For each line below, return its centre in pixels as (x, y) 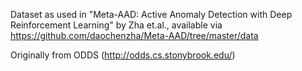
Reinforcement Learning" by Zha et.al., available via (116, 25)
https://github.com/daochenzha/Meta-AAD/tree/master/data (134, 35)
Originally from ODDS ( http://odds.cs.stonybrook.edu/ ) (123, 55)
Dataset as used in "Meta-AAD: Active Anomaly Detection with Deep (151, 14)
